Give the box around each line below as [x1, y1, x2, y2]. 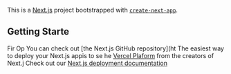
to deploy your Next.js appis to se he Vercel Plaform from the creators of [7, 51, 214, 59]
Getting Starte [7, 26, 70, 37]
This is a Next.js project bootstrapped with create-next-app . [7, 6, 178, 14]
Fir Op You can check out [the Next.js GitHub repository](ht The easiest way [7, 44, 225, 53]
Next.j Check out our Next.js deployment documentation [7, 59, 168, 67]
